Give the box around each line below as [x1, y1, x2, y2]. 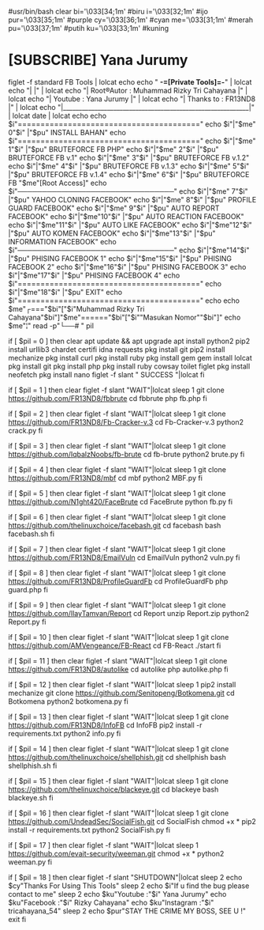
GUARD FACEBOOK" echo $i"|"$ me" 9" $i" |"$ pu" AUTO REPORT [8, 203, 220, 213]
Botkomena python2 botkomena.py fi [8, 696, 128, 706]
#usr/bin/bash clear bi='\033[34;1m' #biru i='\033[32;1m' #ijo [8, 7, 209, 16]
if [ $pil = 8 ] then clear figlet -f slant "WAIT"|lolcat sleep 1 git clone [8, 568, 226, 577]
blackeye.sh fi [8, 792, 54, 802]
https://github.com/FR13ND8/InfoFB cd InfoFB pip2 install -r [8, 720, 203, 730]
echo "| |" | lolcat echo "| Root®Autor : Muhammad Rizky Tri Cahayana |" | [8, 85, 248, 95]
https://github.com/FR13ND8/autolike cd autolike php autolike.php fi [8, 664, 229, 674]
